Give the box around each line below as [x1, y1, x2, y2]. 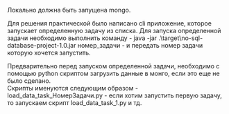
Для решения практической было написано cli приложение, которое [7, 19, 212, 27]
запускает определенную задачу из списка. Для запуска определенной [7, 27, 221, 35]
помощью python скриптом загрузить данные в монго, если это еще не [7, 69, 220, 77]
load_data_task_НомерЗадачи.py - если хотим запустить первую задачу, [7, 91, 222, 99]
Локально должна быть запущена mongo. [7, 6, 131, 14]
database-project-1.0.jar [7, 41, 76, 49]
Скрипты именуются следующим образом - [7, 84, 139, 92]
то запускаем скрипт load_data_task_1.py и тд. [7, 99, 142, 106]
